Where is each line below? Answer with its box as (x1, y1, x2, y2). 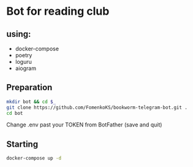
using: (6, 29, 31, 39)
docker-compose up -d (6, 155, 62, 161)
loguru (15, 58, 32, 65)
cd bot (6, 110, 23, 116)
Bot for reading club (6, 4, 110, 18)
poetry (15, 52, 32, 59)
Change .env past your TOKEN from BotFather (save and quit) (6, 121, 162, 128)
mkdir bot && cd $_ (6, 98, 56, 105)
